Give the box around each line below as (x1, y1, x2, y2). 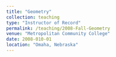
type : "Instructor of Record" (6, 20, 81, 26)
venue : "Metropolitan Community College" (6, 31, 111, 37)
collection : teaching (6, 14, 60, 20)
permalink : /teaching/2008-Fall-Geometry (6, 25, 111, 31)
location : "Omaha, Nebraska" (6, 42, 79, 48)
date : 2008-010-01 (6, 36, 52, 42)
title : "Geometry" (6, 8, 52, 15)
